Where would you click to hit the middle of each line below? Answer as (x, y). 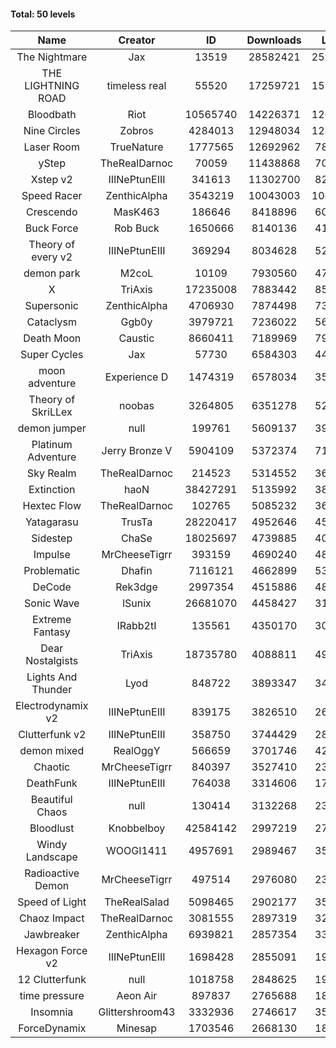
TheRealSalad (137, 902)
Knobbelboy (137, 828)
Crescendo (51, 212)
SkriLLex (52, 412)
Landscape (51, 857)
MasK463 (136, 212)
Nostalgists (52, 661)
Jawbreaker (51, 935)
